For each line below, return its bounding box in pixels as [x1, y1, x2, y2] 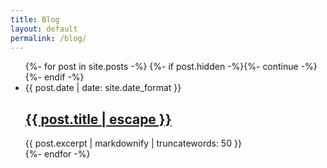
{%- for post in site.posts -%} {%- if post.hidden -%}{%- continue [24, 61, 299, 73]
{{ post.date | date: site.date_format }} [24, 82, 182, 94]
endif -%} [43, 71, 85, 83]
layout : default [10, 24, 78, 34]
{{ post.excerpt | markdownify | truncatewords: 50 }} [24, 137, 242, 150]
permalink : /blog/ [10, 33, 87, 43]
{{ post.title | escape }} [24, 111, 172, 128]
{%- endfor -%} [24, 148, 91, 160]
